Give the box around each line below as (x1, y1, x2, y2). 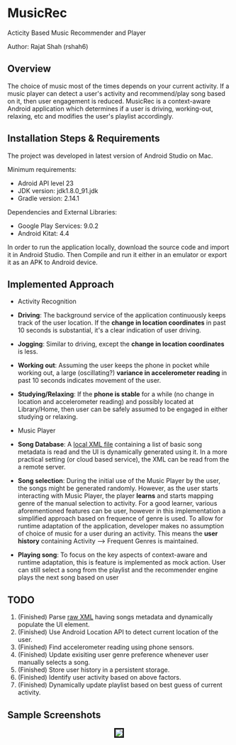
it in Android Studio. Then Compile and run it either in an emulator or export (7, 250, 227, 259)
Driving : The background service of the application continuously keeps (17, 311, 227, 320)
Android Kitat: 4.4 (17, 229, 69, 237)
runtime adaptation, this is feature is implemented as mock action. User (17, 558, 226, 567)
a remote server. (17, 463, 66, 472)
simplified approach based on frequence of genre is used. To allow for (17, 514, 223, 523)
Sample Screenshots (7, 709, 101, 721)
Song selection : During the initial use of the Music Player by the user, (17, 477, 221, 485)
